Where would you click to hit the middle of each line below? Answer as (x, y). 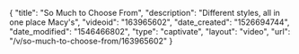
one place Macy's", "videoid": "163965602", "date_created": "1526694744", (149, 22)
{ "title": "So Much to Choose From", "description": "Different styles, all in (145, 13)
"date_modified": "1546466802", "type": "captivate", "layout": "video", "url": (150, 31)
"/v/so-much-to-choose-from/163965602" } (91, 41)
